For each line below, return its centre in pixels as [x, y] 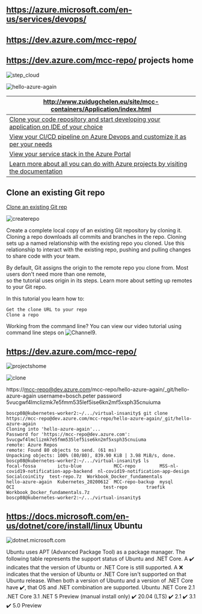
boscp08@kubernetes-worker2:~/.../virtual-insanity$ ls [78, 461]
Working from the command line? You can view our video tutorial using [94, 326]
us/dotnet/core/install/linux [59, 526]
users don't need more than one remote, [56, 274]
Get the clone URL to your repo [47, 310]
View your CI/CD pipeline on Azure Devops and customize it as [98, 136]
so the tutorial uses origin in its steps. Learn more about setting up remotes [99, 280]
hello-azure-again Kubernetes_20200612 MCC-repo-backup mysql [90, 482]
